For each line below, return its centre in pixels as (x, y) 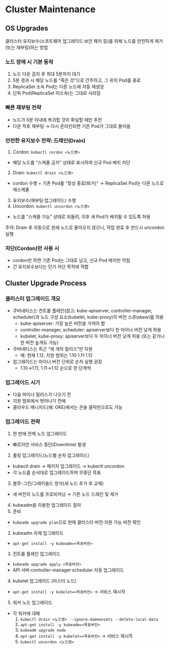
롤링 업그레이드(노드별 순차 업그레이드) (51, 455)
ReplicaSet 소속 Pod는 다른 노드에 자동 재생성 (58, 87)
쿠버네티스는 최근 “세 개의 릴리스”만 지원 (53, 349)
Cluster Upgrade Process (46, 283)
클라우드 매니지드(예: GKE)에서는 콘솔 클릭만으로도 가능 (67, 407)
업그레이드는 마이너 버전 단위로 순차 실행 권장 (57, 361)
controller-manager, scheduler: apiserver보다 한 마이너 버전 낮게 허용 (91, 329)
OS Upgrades (27, 28)
